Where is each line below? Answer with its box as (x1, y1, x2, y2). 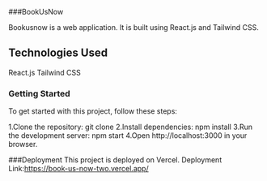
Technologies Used (8, 46, 108, 60)
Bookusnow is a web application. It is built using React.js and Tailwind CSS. (8, 23, 259, 32)
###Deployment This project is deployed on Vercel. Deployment (8, 155, 222, 165)
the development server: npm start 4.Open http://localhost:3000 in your (8, 131, 248, 140)
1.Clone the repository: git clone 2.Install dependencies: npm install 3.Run (8, 122, 253, 132)
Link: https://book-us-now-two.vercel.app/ (8, 164, 149, 174)
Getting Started (8, 88, 70, 99)
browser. (8, 140, 38, 149)
